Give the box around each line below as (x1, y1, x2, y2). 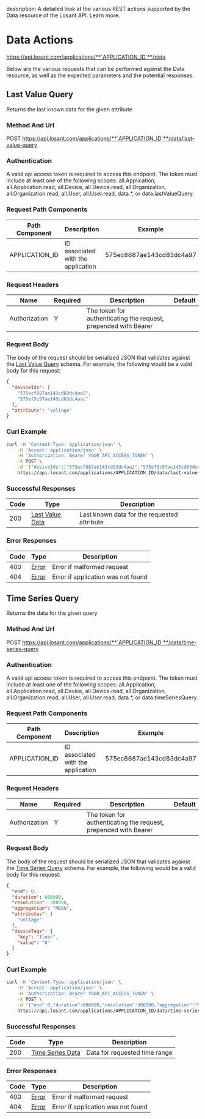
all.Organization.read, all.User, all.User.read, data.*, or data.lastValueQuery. (6, 190, 195, 198)
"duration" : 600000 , (12, 894, 64, 900)
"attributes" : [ (12, 911, 53, 917)
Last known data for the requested (79, 510, 178, 519)
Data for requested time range (86, 1049, 173, 1057)
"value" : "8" (17, 939, 51, 946)
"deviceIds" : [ (12, 385, 51, 391)
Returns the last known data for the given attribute (6, 105, 133, 113)
